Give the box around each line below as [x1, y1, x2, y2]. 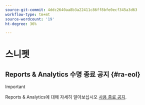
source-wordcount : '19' [5, 16, 55, 21]
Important [5, 83, 25, 90]
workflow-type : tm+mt [5, 12, 50, 17]
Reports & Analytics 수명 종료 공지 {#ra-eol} [5, 70, 141, 78]
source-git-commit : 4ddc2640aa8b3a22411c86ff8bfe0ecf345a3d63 [5, 7, 137, 12]
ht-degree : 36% [5, 21, 37, 26]
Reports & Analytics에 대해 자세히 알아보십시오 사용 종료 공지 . [5, 94, 127, 100]
